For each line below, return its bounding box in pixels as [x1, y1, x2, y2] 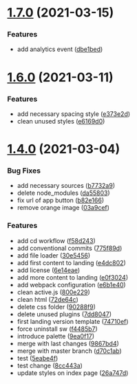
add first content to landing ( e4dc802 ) [17, 258, 126, 267]
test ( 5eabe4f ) [17, 354, 59, 362]
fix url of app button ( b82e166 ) [17, 196, 105, 204]
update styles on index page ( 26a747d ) [17, 368, 129, 377]
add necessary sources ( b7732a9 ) [17, 182, 116, 190]
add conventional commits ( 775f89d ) [17, 244, 123, 252]
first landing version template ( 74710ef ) [17, 317, 129, 325]
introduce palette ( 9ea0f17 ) [17, 332, 95, 340]
